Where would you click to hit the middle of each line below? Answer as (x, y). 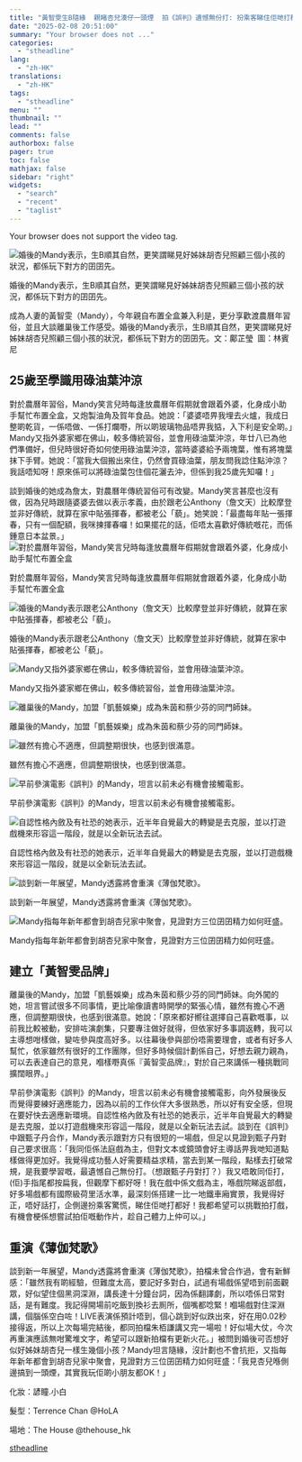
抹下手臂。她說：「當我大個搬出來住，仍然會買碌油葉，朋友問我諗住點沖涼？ (149, 460)
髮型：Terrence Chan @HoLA (64, 1411)
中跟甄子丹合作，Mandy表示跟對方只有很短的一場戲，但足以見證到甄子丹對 (148, 1138)
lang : (19, 59)
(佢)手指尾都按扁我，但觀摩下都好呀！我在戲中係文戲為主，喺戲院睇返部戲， (150, 1183)
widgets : (26, 186)
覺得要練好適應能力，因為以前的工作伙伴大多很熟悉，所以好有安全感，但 (151, 1104)
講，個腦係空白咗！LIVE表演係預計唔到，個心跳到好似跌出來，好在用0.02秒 (148, 1316)
